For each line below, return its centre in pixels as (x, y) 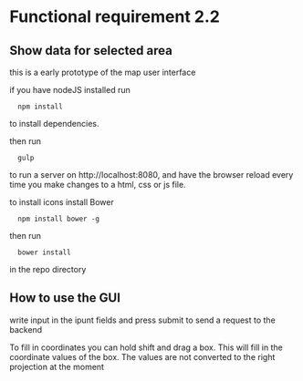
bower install (44, 252)
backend (26, 329)
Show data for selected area (91, 51)
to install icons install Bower (62, 202)
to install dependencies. (54, 124)
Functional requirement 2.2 (115, 17)
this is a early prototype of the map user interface (103, 72)
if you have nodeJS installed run (70, 90)
